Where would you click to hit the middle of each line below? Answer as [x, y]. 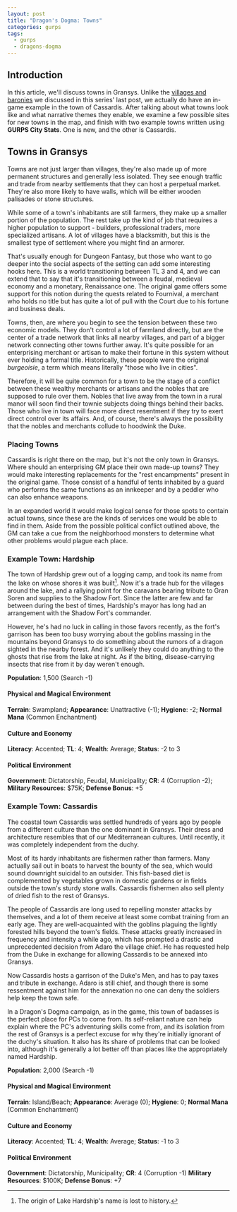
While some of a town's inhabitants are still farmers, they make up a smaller [117, 212]
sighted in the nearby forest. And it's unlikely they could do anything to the [116, 649]
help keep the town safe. [43, 998]
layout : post [26, 14]
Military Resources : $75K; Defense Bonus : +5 [75, 788]
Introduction [35, 75]
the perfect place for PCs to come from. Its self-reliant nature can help [110, 1019]
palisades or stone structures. [50, 199]
